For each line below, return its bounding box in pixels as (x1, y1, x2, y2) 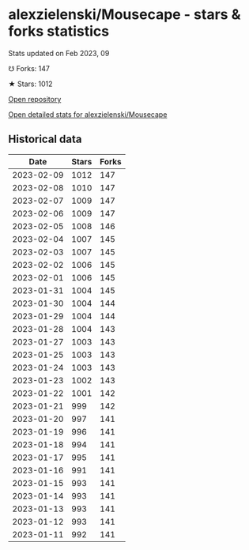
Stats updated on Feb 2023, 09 (8, 48, 110, 58)
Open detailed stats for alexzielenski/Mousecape (8, 109, 168, 119)
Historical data (8, 133, 82, 146)
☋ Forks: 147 (8, 63, 50, 73)
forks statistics (8, 22, 109, 40)
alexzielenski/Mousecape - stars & (8, 6, 241, 24)
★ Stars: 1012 (8, 79, 53, 89)
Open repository (8, 94, 62, 104)
